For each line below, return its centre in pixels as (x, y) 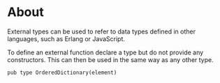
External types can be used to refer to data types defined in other (101, 31)
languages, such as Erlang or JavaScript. (66, 38)
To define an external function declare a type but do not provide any (105, 52)
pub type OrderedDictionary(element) (62, 73)
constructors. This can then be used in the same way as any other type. (111, 59)
